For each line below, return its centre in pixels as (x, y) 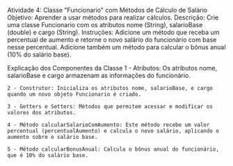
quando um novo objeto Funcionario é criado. (74, 94)
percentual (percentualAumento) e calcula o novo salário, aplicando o (113, 131)
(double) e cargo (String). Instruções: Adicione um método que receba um (113, 32)
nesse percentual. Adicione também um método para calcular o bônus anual (116, 47)
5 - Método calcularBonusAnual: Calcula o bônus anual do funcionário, (113, 149)
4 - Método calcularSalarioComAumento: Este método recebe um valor (109, 125)
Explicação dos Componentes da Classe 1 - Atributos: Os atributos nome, (112, 68)
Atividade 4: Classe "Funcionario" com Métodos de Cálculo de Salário (107, 10)
